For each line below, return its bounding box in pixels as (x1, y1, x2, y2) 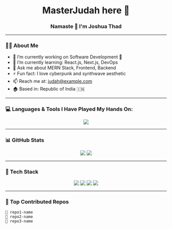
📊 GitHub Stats (5, 136, 45, 144)
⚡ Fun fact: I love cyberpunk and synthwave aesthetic (12, 70, 126, 76)
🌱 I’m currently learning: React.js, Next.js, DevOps (12, 59, 118, 65)
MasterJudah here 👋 (42, 5, 130, 16)
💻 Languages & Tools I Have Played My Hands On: (5, 105, 133, 112)
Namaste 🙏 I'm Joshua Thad (50, 23, 122, 30)
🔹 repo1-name (5, 210, 33, 215)
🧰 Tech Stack (5, 168, 39, 175)
